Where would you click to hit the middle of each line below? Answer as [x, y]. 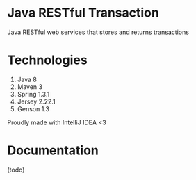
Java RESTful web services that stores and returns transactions [98, 32]
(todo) [16, 170]
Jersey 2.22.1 [36, 101]
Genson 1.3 [33, 108]
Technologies [48, 60]
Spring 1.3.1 [33, 94]
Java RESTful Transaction [83, 13]
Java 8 [27, 79]
